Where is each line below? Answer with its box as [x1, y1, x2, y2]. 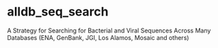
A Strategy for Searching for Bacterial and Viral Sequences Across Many [7, 26, 211, 34]
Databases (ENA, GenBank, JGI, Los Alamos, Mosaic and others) [7, 33, 189, 41]
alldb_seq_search [7, 4, 109, 20]
